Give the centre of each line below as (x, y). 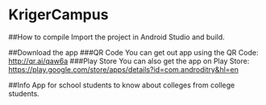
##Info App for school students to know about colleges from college (122, 85)
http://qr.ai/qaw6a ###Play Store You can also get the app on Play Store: (129, 61)
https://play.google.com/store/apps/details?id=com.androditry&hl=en (124, 69)
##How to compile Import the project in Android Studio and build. (117, 37)
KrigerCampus (58, 15)
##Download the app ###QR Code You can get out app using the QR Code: (133, 52)
